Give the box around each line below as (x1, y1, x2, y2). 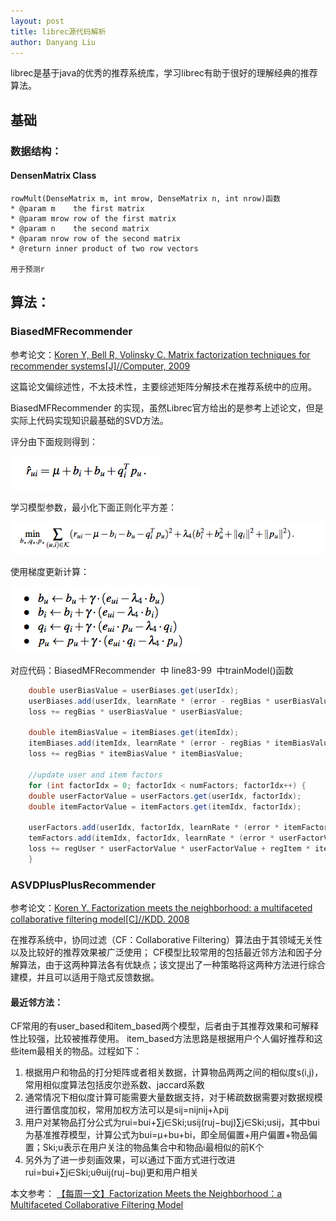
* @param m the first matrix (10, 203, 145, 214)
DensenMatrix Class (10, 170, 97, 182)
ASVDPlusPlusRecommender (10, 878, 156, 892)
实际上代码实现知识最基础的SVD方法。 (10, 414, 169, 426)
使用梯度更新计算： (10, 565, 90, 577)
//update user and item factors (28, 770, 163, 780)
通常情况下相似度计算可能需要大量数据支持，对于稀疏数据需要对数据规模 (24, 1091, 323, 1104)
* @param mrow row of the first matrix (10, 213, 177, 224)
